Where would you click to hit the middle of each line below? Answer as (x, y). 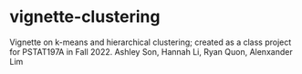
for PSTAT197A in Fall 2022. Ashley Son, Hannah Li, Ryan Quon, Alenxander (151, 51)
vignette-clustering (85, 17)
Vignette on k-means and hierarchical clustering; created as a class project (151, 42)
